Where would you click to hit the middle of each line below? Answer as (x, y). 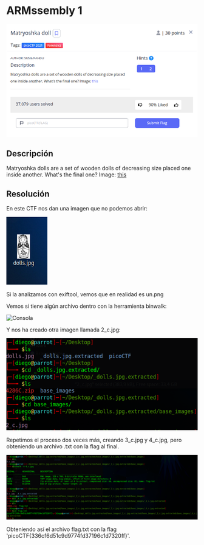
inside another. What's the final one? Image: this (66, 175)
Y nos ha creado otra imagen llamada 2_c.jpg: (63, 330)
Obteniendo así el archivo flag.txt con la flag (62, 529)
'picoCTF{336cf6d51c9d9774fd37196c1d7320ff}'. (68, 536)
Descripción (30, 154)
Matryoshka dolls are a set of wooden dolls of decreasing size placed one (99, 168)
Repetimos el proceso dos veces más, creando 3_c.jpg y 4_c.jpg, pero (94, 440)
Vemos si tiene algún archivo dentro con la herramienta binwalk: (87, 306)
